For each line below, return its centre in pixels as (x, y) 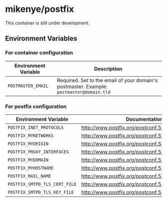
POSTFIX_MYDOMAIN (28, 160)
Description (108, 69)
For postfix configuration (36, 106)
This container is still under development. (47, 23)
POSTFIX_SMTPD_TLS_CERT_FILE (42, 184)
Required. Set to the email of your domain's (107, 80)
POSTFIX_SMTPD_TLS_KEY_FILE (41, 192)
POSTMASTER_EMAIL (28, 86)
